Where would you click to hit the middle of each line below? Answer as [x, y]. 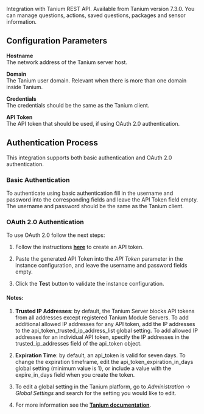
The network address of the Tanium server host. [67, 62]
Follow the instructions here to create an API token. [79, 247]
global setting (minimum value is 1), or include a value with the [93, 368]
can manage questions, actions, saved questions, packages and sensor [96, 15]
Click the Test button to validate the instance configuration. [90, 284]
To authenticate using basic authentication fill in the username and [90, 193]
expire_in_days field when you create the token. [75, 375]
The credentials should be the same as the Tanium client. [78, 105]
